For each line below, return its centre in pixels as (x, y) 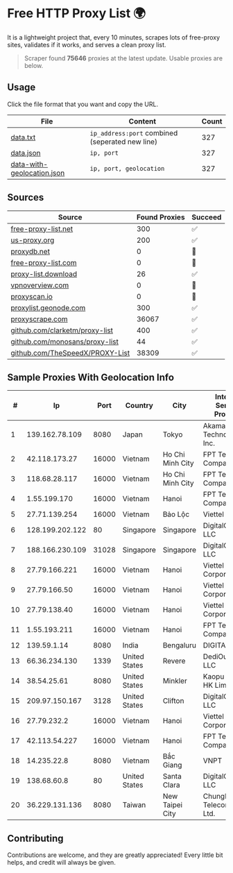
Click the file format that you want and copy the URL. (83, 104)
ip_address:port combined (134, 133)
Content (143, 121)
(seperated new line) (124, 142)
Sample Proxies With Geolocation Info (91, 377)
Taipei (172, 805)
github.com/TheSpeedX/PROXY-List (70, 353)
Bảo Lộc (176, 514)
